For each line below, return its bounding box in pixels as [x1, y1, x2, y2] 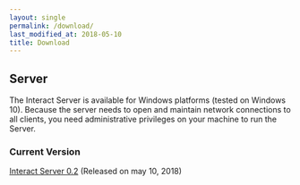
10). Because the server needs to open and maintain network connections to [9, 105, 291, 115]
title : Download [9, 38, 70, 47]
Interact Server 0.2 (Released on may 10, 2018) [9, 166, 182, 177]
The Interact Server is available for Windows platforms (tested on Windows [9, 95, 287, 105]
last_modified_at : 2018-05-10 [9, 29, 123, 38]
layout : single [9, 13, 66, 22]
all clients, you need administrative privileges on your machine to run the [9, 114, 278, 125]
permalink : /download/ [9, 21, 94, 30]
